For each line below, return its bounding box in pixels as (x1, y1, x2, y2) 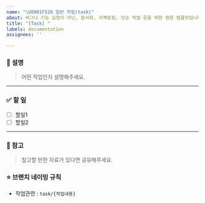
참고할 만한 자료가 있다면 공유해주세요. (21, 157, 113, 164)
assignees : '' (6, 32, 43, 38)
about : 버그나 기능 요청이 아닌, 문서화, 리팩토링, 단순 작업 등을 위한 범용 (6, 15, 174, 21)
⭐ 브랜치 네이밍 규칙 (6, 173, 62, 182)
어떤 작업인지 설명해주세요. (21, 73, 85, 81)
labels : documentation (6, 26, 64, 32)
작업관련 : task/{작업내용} (15, 190, 76, 197)
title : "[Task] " (6, 20, 51, 26)
